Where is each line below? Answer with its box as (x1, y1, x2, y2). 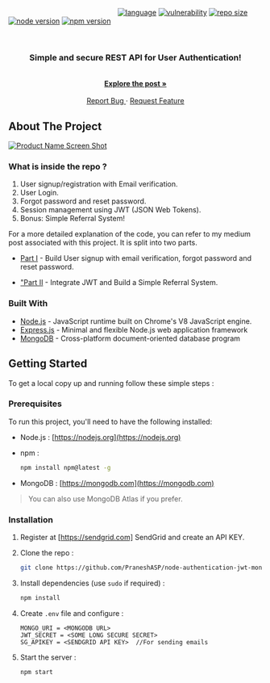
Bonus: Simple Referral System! (19, 214, 125, 224)
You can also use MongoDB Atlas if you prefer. (27, 493, 183, 504)
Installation (8, 513, 54, 525)
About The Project (8, 119, 102, 133)
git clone (19, 564, 54, 572)
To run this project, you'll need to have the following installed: (8, 417, 213, 426)
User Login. (19, 188, 59, 198)
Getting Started (8, 357, 88, 371)
